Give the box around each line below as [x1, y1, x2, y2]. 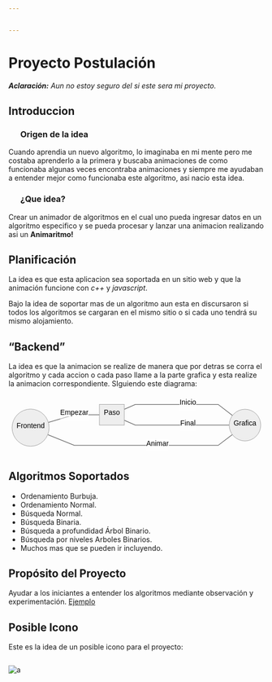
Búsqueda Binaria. [19, 517, 82, 526]
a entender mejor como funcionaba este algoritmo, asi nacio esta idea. [8, 173, 245, 183]
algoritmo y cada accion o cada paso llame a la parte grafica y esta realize [8, 370, 257, 380]
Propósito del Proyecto [8, 567, 127, 581]
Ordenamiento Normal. [19, 499, 97, 509]
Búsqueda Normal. [19, 508, 83, 518]
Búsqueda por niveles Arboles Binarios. [19, 535, 153, 544]
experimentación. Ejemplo [8, 596, 96, 607]
